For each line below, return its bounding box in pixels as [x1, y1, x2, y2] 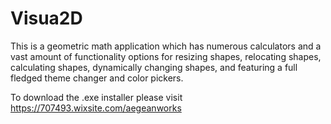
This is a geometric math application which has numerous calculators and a [10, 40, 322, 52]
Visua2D [10, 7, 83, 30]
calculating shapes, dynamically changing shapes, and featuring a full [10, 61, 298, 73]
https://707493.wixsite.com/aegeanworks [10, 102, 182, 114]
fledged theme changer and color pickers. [10, 72, 184, 84]
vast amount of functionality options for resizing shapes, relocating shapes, [10, 50, 322, 62]
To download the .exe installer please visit [10, 91, 183, 103]
